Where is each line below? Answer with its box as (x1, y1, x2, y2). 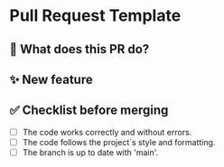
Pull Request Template (9, 5, 182, 26)
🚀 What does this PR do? (9, 42, 150, 57)
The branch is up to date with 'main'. (22, 146, 159, 158)
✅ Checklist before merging (9, 103, 169, 118)
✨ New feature (9, 71, 93, 87)
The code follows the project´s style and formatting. (22, 136, 216, 147)
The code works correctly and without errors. (22, 126, 192, 137)
